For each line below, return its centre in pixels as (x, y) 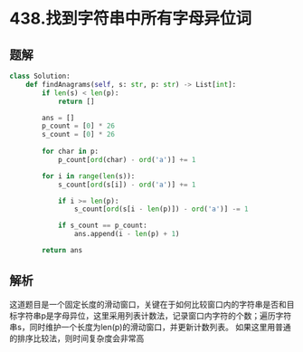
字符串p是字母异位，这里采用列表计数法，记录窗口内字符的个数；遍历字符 (154, 315)
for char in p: (71, 151)
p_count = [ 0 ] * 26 (79, 126)
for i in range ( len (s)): (89, 176)
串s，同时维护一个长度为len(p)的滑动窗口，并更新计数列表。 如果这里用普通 (150, 327)
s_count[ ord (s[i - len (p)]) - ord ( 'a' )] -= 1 (161, 209)
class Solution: (40, 76)
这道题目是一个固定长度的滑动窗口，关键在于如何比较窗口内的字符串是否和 (148, 304)
